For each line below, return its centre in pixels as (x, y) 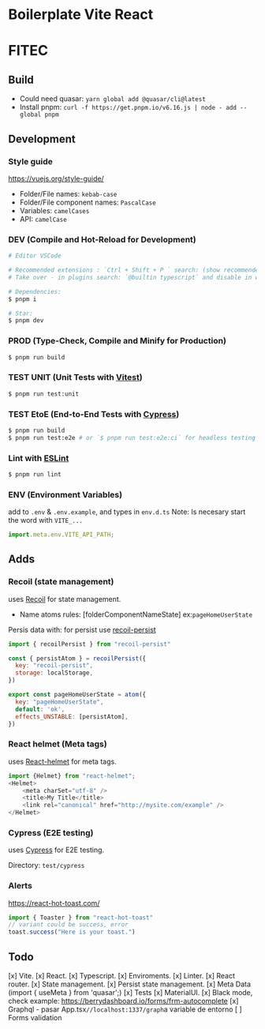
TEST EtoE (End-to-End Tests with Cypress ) (94, 414)
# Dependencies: (35, 291)
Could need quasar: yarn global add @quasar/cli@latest (113, 99)
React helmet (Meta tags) (58, 744)
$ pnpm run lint (35, 474)
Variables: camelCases (54, 210)
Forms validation (35, 1018)
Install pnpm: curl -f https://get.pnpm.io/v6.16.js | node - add (128, 107)
